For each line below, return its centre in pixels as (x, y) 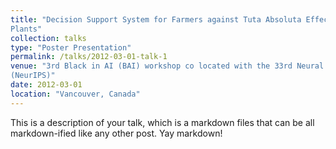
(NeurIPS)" (33, 76)
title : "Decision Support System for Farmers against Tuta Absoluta (156, 19)
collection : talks (48, 38)
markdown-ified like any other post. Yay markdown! (116, 133)
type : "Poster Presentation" (71, 47)
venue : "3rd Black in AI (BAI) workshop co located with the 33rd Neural (167, 66)
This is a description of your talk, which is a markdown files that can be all (162, 122)
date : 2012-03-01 (46, 85)
